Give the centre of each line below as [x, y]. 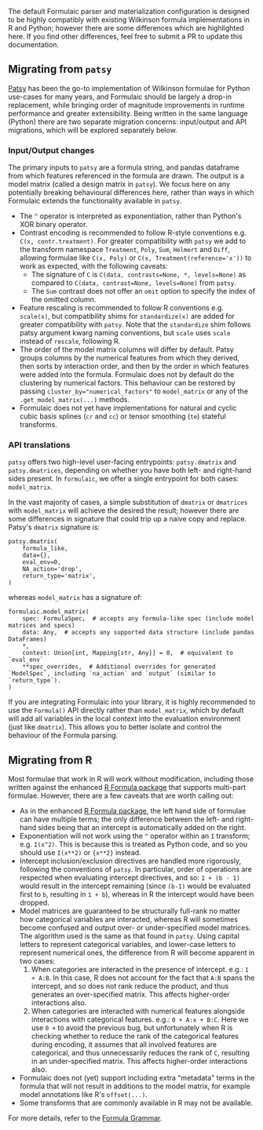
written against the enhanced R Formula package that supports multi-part [127, 788]
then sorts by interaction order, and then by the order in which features [134, 366]
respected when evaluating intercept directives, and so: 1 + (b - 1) [130, 878]
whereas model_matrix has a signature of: [75, 598]
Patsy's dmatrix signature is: [54, 527]
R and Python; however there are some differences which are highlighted [126, 28]
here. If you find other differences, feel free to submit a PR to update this [126, 36]
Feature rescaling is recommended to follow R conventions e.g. [121, 308]
